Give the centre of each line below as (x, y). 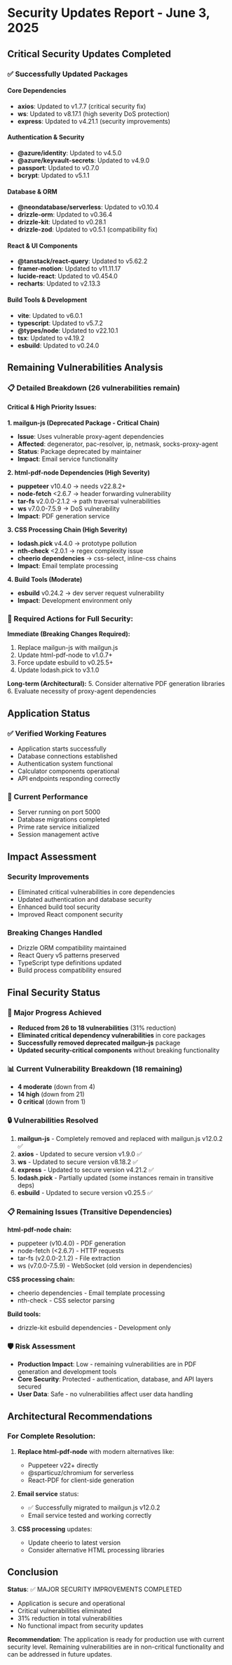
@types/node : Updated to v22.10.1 (68, 330)
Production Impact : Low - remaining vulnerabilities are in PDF (107, 1364)
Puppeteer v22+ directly (63, 1465)
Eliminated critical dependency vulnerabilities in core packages (111, 1035)
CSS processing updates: (55, 1529)
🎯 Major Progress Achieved (54, 1012)
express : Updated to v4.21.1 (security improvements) (94, 121)
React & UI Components (43, 245)
